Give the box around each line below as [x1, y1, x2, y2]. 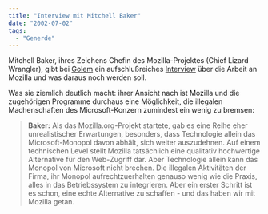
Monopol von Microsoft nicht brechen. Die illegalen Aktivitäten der [27, 163, 246, 172]
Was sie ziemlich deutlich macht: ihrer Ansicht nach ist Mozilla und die [8, 89, 240, 98]
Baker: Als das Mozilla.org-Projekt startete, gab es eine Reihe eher [27, 121, 248, 130]
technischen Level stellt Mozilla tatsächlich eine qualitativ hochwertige [27, 146, 261, 156]
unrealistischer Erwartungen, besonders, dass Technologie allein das [27, 129, 256, 139]
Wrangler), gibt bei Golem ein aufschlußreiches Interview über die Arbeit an [8, 65, 258, 74]
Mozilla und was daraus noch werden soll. [8, 73, 147, 82]
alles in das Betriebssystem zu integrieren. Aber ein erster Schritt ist [27, 180, 253, 190]
